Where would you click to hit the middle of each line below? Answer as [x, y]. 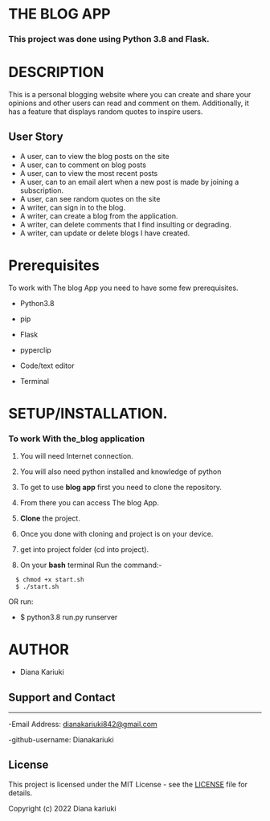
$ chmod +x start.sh [50, 580]
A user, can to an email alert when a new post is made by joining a [129, 182]
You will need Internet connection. [77, 456]
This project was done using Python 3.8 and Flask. [109, 39]
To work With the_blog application [77, 439]
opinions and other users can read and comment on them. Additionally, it [129, 103]
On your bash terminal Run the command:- [91, 565]
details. [20, 793]
